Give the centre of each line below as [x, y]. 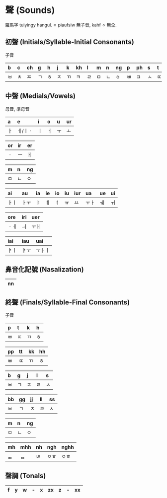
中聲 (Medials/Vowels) [41, 96]
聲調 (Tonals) [26, 475]
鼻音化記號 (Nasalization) [44, 269]
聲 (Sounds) [30, 10]
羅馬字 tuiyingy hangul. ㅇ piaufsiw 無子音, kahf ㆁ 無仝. [61, 25]
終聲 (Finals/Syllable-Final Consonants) [68, 302]
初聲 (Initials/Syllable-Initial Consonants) [70, 42]
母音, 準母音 [17, 109]
